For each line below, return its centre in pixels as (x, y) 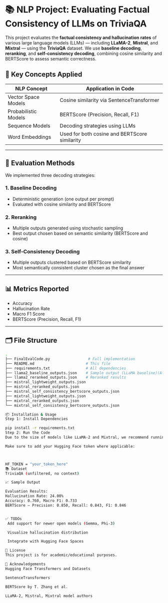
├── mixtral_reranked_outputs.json (42, 401)
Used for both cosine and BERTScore (103, 134)
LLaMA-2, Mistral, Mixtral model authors (49, 596)
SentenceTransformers (28, 578)
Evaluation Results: (27, 492)
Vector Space (24, 97)
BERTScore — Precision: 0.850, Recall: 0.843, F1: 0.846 (66, 505)
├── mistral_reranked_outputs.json (42, 387)
